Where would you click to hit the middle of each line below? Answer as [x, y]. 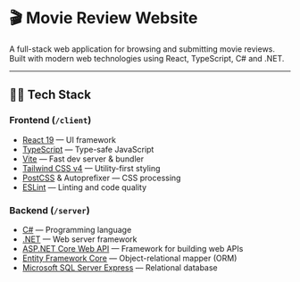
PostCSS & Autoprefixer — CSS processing [101, 178]
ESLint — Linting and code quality [84, 187]
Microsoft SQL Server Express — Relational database [120, 267]
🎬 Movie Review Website [104, 18]
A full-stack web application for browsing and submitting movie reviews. [142, 49]
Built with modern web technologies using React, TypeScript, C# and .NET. [147, 58]
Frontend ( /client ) [50, 120]
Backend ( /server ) [50, 210]
